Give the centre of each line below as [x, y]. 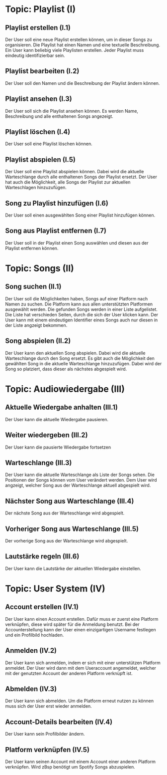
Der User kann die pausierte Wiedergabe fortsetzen [58, 447]
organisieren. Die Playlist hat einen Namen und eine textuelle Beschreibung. [83, 45]
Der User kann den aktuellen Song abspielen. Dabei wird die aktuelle [75, 353]
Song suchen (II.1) [33, 287]
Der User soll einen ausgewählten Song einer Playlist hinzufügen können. [80, 215]
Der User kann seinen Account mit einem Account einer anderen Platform [80, 762]
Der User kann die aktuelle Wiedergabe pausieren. [57, 419]
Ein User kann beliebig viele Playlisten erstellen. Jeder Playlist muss [75, 50]
